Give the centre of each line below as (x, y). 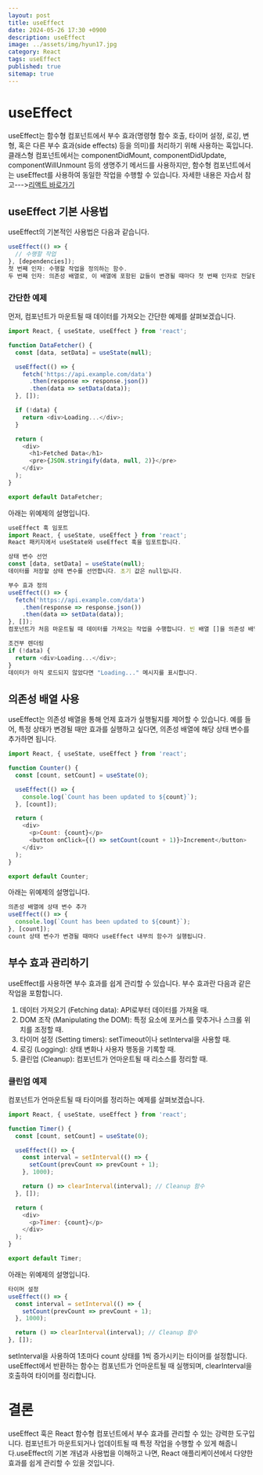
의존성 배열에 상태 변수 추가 (47, 907)
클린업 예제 (28, 1081)
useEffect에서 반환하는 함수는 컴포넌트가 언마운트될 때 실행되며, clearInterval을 (130, 1366)
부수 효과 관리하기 (49, 963)
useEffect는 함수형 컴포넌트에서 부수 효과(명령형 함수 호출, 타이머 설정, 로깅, (124, 135)
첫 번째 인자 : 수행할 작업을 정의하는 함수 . (68, 269)
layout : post (29, 15)
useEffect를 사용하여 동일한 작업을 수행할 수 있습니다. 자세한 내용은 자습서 (130, 174)
